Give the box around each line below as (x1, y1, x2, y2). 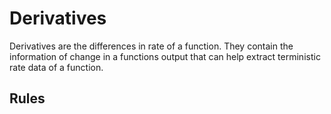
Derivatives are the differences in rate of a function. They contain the (9, 40, 294, 52)
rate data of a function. (9, 61, 104, 73)
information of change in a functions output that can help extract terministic (9, 50, 321, 62)
